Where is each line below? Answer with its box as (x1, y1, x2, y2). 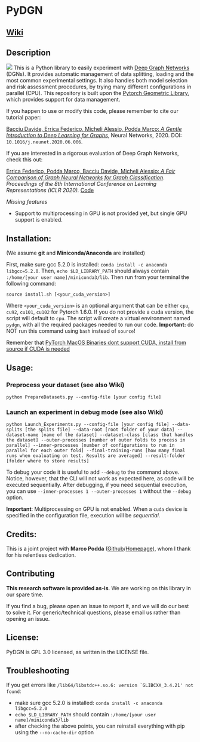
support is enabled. (14, 216, 63, 223)
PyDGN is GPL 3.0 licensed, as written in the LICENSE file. (6, 648, 149, 655)
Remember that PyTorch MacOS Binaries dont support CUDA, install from (6, 339, 186, 347)
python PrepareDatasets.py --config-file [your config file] (6, 394, 162, 400)
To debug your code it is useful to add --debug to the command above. (6, 468, 180, 476)
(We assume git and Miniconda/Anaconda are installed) (6, 249, 145, 257)
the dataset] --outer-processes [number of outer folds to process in (6, 437, 186, 443)
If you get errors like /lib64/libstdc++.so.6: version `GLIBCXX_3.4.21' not (6, 682, 194, 689)
